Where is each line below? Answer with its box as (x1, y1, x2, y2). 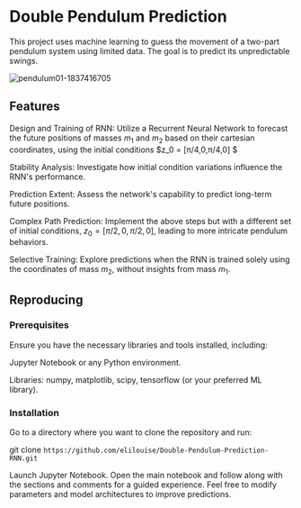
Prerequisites (9, 319, 69, 331)
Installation (9, 406, 60, 419)
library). (9, 384, 39, 395)
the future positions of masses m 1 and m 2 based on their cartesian (9, 132, 255, 145)
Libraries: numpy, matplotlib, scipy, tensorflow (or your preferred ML (9, 374, 262, 385)
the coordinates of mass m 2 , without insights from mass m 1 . (9, 264, 231, 277)
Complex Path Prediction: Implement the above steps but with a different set (9, 215, 292, 226)
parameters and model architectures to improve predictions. (9, 489, 232, 500)
